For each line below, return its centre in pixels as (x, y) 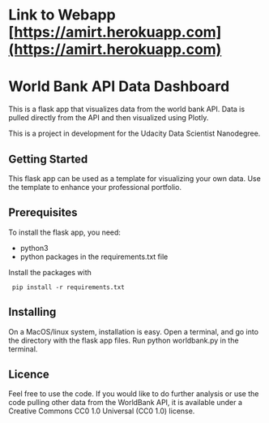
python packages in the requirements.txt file (94, 257)
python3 (34, 248)
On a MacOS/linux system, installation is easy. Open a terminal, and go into (134, 331)
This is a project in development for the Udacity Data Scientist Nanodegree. (134, 134)
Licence (29, 374)
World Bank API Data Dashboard (119, 86)
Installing (32, 312)
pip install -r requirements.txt (68, 287)
